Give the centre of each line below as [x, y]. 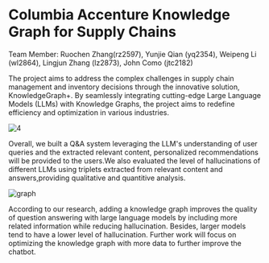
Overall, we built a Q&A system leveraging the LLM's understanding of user [133, 143]
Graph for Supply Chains [93, 32]
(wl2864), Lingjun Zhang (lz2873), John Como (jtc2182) [101, 63]
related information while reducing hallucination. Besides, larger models [127, 226]
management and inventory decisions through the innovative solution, [124, 87]
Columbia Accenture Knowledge [120, 15]
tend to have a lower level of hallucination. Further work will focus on [122, 234]
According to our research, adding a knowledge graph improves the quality [133, 209]
